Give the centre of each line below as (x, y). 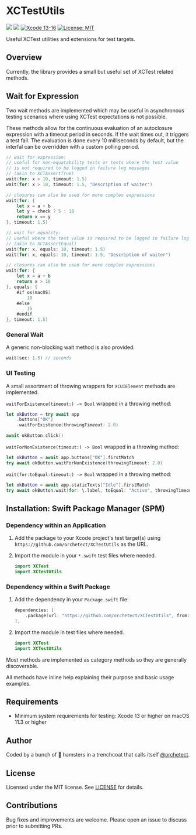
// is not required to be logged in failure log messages (78, 168)
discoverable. (22, 666)
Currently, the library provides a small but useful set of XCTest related (90, 71)
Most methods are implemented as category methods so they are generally (97, 659)
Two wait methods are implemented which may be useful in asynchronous (95, 110)
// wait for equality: (34, 233)
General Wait (25, 334)
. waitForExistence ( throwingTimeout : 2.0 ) (67, 425)
